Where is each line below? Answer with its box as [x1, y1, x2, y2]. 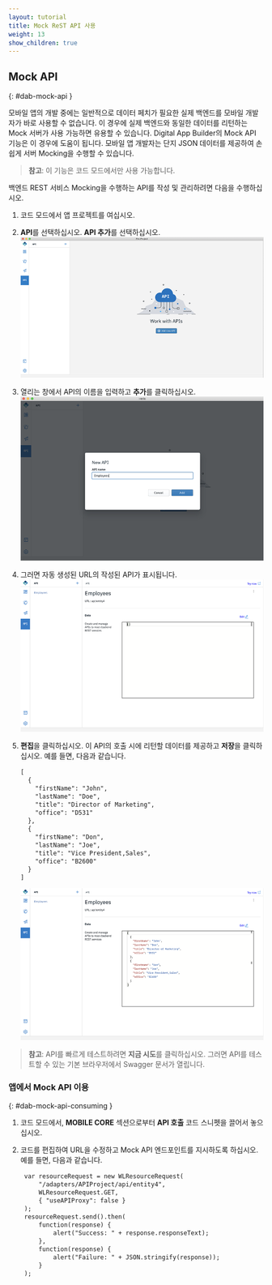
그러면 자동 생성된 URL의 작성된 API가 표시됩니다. [19, 570, 177, 579]
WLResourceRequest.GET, [38, 1188, 119, 1197]
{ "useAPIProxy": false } [38, 1196, 126, 1205]
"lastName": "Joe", [35, 841, 101, 849]
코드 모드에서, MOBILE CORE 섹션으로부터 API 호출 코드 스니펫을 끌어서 [19, 1117, 249, 1127]
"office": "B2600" [35, 857, 97, 865]
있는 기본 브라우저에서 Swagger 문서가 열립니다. [52, 1060, 205, 1069]
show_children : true [8, 39, 79, 47]
